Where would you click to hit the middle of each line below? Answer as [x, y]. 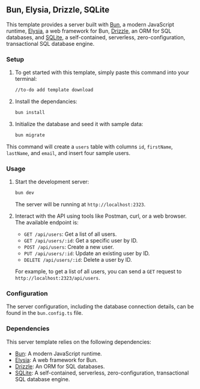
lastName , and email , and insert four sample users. [68, 153]
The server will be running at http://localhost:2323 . [80, 204]
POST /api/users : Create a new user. [69, 247]
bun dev [24, 193]
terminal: [26, 79]
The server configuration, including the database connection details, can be [100, 306]
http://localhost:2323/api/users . [57, 277]
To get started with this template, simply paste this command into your [102, 72]
